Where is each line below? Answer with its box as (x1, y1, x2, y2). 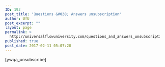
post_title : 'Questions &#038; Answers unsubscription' (5, 12, 122, 17)
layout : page (5, 25, 32, 30)
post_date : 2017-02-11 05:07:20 (5, 43, 71, 48)
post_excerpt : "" (5, 20, 41, 26)
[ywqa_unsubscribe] (5, 56, 47, 62)
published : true (5, 39, 38, 44)
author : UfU (5, 16, 29, 21)
